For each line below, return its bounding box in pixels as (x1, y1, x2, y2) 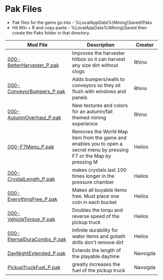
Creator (135, 41, 154, 48)
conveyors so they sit (72, 82, 121, 89)
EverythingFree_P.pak (7, 196, 58, 203)
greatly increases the (72, 261, 120, 267)
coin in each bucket (72, 199, 117, 205)
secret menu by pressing (72, 146, 129, 153)
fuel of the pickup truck (72, 267, 126, 274)
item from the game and (72, 134, 127, 141)
